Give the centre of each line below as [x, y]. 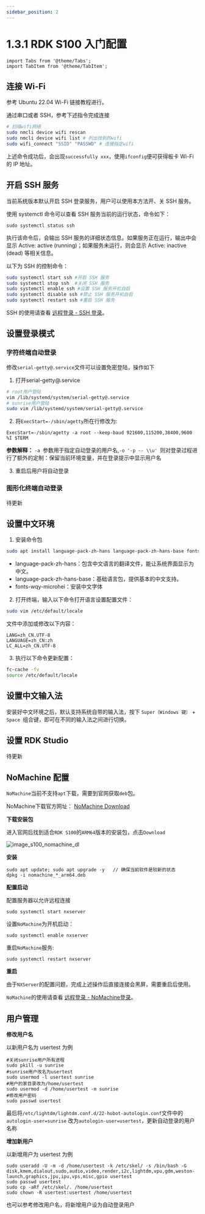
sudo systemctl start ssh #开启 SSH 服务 [58, 278]
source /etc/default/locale [42, 675]
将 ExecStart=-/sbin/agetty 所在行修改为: [66, 421]
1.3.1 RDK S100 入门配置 [67, 44]
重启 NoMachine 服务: [30, 947]
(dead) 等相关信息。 [31, 253]
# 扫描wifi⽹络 [24, 127]
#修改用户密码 [21, 1096]
